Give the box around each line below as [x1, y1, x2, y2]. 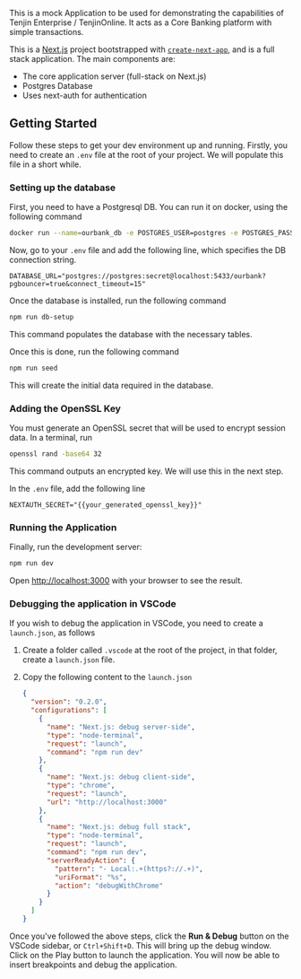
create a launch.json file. [21, 654, 116, 665]
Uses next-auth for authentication [21, 90, 148, 101]
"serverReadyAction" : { [46, 856, 136, 865]
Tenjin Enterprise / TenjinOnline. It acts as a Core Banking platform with [9, 17, 272, 28]
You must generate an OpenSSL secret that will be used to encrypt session [9, 423, 287, 433]
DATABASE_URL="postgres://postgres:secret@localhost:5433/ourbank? [9, 271, 267, 281]
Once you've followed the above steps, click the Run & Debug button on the [9, 931, 289, 941]
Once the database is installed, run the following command [9, 295, 227, 306]
